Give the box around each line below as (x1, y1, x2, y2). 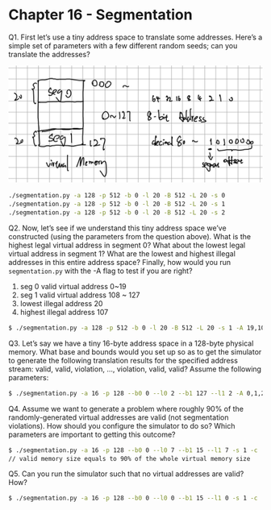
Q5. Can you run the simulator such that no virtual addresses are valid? (8, 469, 244, 479)
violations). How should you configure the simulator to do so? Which (8, 421, 236, 430)
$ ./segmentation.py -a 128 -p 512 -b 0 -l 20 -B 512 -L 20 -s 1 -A (8, 324, 244, 332)
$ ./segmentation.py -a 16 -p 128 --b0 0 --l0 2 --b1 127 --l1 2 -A (8, 389, 244, 397)
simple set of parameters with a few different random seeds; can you (8, 40, 238, 50)
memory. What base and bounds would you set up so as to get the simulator (8, 346, 262, 356)
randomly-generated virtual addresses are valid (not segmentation (8, 413, 229, 422)
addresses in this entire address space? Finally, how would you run (8, 257, 231, 267)
